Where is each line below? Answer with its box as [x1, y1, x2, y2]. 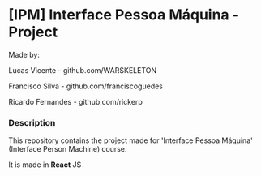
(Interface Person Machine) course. [8, 144, 127, 154]
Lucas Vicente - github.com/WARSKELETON [8, 65, 157, 75]
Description [8, 117, 56, 128]
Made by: [8, 49, 41, 59]
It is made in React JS [8, 160, 82, 170]
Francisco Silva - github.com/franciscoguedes [8, 81, 164, 91]
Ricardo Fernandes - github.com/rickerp [8, 97, 143, 106]
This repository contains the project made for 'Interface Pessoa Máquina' [8, 135, 253, 145]
